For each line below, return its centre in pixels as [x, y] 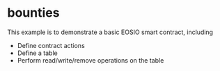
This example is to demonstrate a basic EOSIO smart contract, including [110, 32]
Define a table [37, 53]
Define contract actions [51, 45]
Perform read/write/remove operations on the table [91, 60]
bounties [33, 13]
